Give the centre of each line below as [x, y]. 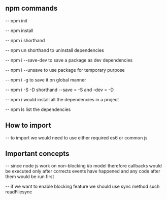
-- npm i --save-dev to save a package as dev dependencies [69, 60]
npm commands [31, 8]
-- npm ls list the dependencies [38, 109]
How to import [28, 125]
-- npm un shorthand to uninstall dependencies [55, 50]
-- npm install [20, 31]
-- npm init [16, 20]
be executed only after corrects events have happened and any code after [83, 171]
